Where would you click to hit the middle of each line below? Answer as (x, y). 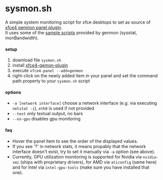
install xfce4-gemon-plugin (40, 65)
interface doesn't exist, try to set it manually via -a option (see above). (84, 151)
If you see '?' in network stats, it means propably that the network (79, 146)
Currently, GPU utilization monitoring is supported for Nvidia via (77, 157)
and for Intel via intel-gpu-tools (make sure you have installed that (81, 167)
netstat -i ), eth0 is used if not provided (53, 108)
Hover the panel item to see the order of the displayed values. (75, 141)
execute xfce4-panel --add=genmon (47, 71)
